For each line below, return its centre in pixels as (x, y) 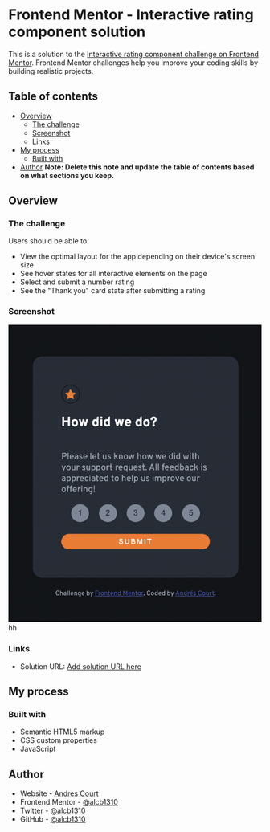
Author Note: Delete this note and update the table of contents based (137, 167)
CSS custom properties (59, 740)
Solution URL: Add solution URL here (81, 666)
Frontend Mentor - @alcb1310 (69, 802)
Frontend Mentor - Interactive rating (131, 15)
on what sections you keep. (67, 175)
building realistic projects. (51, 71)
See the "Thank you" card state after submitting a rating (112, 291)
